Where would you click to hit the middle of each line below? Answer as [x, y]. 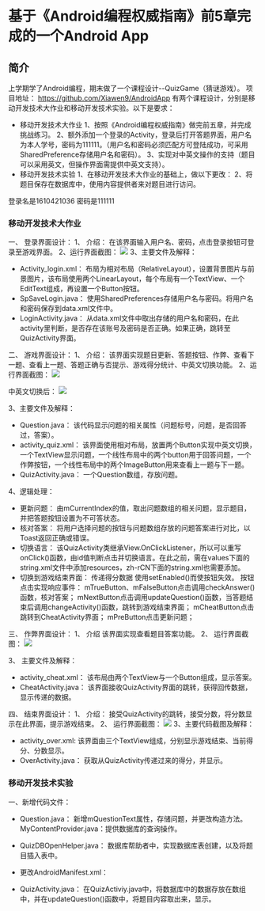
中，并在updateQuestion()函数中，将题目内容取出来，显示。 [117, 898]
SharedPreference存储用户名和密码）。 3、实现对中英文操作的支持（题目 [137, 154]
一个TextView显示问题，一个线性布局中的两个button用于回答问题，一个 [135, 455]
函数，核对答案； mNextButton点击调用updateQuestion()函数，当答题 [133, 598]
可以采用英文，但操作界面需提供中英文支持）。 [94, 164]
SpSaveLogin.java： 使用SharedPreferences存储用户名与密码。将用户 [133, 298]
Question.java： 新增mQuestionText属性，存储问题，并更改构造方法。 [133, 818]
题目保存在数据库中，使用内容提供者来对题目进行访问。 [110, 184]
